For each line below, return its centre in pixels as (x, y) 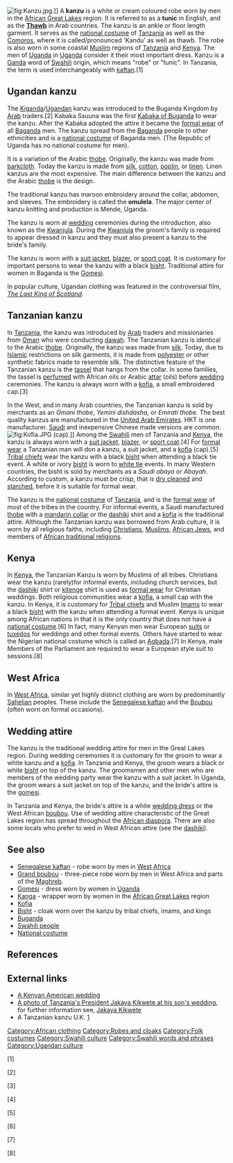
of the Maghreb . (40, 881)
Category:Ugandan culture (45, 1046)
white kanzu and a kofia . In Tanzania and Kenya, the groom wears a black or (116, 763)
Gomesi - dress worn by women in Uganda (78, 889)
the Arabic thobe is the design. (51, 181)
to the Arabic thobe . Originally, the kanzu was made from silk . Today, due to (115, 347)
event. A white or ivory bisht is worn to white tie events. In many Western (111, 464)
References (33, 955)
